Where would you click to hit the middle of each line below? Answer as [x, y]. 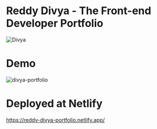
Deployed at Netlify [54, 104]
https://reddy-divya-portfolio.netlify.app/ [55, 120]
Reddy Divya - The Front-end [79, 11]
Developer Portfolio [55, 23]
